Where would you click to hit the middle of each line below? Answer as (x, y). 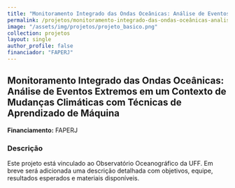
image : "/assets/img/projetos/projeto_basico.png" (83, 26)
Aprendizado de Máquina (64, 113)
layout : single (29, 40)
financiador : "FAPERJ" (40, 53)
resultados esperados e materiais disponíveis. (73, 178)
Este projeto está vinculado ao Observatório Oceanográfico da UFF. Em (110, 163)
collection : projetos (39, 33)
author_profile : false (40, 46)
